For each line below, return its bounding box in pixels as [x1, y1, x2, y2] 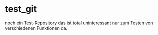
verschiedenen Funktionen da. [5, 25, 68, 31]
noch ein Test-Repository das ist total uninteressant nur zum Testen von [5, 20, 153, 26]
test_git [5, 3, 37, 15]
